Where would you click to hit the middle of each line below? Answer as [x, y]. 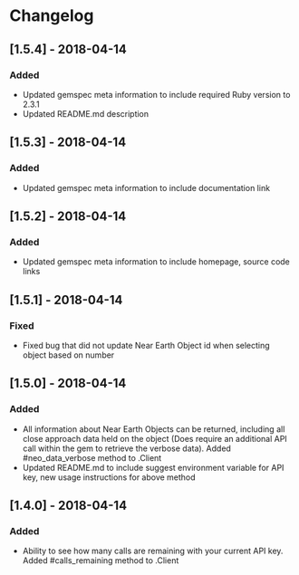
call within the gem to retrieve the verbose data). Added [126, 448]
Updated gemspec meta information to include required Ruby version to [156, 94]
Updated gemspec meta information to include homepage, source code [156, 262]
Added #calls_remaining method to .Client [101, 561]
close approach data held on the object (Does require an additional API [154, 438]
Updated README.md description [86, 113]
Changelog [52, 16]
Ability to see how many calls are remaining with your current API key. [153, 551]
